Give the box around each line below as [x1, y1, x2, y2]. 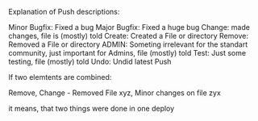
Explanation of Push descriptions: [8, 7, 120, 16]
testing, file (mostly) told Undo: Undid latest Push [8, 56, 172, 66]
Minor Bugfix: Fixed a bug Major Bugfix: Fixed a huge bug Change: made [8, 23, 250, 31]
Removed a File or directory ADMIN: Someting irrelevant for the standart [8, 40, 248, 49]
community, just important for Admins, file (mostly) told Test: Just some [8, 48, 247, 57]
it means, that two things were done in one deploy [8, 104, 175, 113]
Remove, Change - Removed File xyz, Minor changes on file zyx [8, 88, 222, 98]
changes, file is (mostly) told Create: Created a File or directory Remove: [8, 31, 248, 40]
